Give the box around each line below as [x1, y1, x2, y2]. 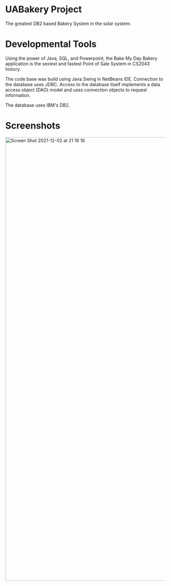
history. [5, 66, 21, 72]
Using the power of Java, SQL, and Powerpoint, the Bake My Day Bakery [5, 55, 158, 61]
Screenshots [5, 120, 61, 132]
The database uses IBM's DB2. [5, 102, 70, 108]
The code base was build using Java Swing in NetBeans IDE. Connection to [5, 75, 163, 82]
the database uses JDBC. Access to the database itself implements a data [5, 81, 160, 87]
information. [5, 92, 31, 98]
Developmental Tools [5, 38, 97, 50]
